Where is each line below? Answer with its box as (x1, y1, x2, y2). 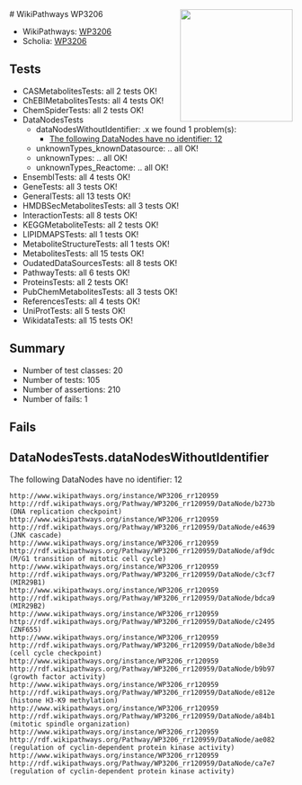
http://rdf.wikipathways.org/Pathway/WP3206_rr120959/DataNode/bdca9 (9, 593, 276, 602)
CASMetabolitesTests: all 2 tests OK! (22, 85, 157, 96)
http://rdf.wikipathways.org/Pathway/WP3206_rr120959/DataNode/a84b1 (9, 711, 276, 720)
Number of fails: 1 (22, 393, 88, 404)
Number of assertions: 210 (22, 384, 121, 395)
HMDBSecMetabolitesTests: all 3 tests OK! (22, 200, 180, 210)
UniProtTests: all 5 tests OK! (22, 305, 126, 316)
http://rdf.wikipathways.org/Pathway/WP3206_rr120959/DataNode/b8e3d (9, 640, 276, 650)
